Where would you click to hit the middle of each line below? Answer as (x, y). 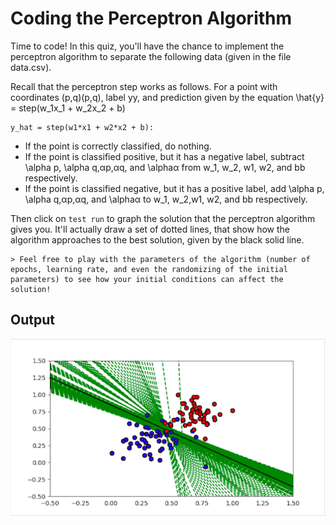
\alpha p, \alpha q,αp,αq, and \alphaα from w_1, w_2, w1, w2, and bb (165, 167)
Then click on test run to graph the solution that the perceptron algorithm (163, 218)
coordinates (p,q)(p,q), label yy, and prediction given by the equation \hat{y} (167, 97)
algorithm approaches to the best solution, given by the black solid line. (157, 239)
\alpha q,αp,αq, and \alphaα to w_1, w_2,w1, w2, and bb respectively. (166, 199)
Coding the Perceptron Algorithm (151, 18)
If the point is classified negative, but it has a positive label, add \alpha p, (174, 188)
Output (32, 320)
